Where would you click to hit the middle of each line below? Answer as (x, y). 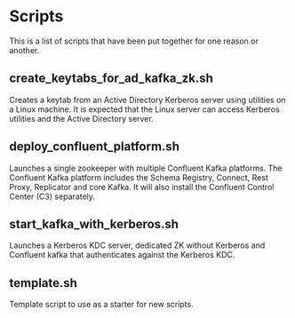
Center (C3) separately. (52, 196)
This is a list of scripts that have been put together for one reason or (134, 41)
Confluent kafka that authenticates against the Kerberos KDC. (122, 255)
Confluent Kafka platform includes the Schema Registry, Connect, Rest (139, 177)
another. (24, 50)
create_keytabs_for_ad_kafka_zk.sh (111, 79)
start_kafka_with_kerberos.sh (94, 224)
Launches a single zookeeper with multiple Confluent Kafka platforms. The (146, 168)
